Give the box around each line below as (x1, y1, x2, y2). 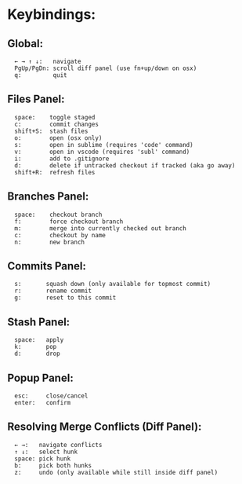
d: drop (14, 350, 60, 358)
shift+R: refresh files (14, 168, 96, 176)
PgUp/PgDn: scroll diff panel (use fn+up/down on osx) (14, 64, 197, 72)
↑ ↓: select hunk (14, 448, 78, 456)
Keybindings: (7, 5, 96, 24)
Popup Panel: (7, 371, 74, 384)
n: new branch (14, 238, 85, 246)
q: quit (14, 71, 67, 79)
